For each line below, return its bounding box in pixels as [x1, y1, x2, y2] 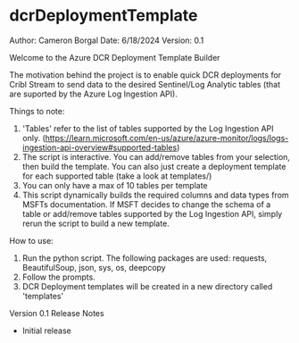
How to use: [9, 235, 54, 246]
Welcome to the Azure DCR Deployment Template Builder [9, 52, 220, 63]
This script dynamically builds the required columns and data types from [21, 189, 289, 200]
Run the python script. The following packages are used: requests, [21, 252, 268, 264]
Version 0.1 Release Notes [9, 307, 104, 318]
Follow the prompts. [21, 272, 96, 282]
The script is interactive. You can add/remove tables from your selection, [21, 151, 290, 162]
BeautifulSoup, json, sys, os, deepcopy [21, 262, 167, 272]
